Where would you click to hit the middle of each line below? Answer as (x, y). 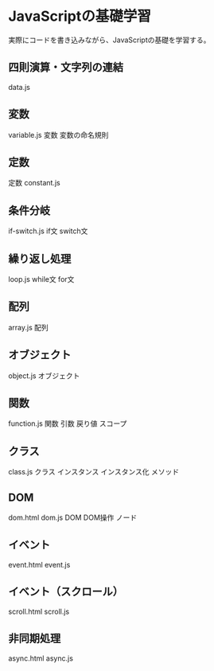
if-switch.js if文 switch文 (48, 231)
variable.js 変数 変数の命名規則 (58, 135)
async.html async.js (41, 658)
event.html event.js (39, 564)
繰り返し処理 (40, 258)
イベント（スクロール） (66, 592)
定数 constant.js (35, 183)
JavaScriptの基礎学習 (80, 16)
